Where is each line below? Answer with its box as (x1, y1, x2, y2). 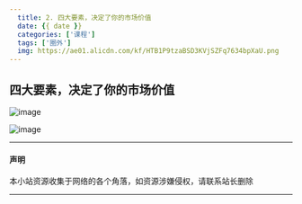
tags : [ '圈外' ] (17, 38, 72, 48)
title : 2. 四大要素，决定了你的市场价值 (17, 13, 152, 22)
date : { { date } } (17, 22, 83, 31)
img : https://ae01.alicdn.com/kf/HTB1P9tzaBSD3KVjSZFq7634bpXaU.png (17, 47, 280, 56)
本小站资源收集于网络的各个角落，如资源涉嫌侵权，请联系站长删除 (9, 176, 253, 187)
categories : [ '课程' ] (17, 30, 96, 39)
